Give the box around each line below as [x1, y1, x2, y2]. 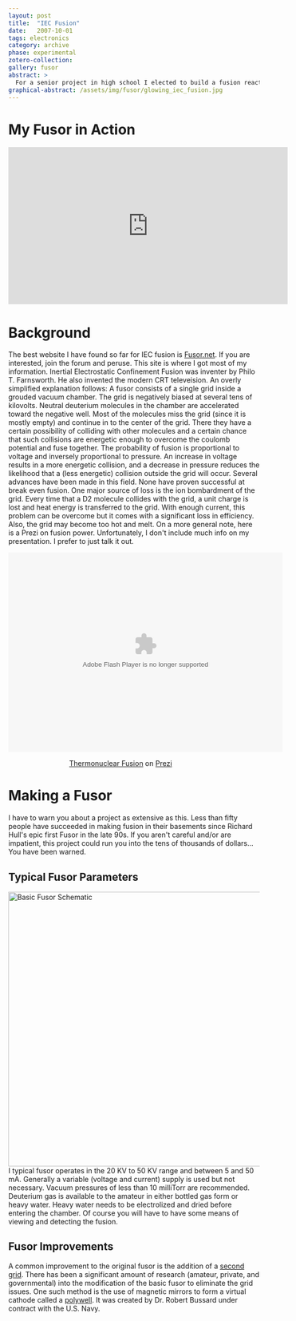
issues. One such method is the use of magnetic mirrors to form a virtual [8, 1287, 247, 1296]
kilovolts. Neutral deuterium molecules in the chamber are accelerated [8, 401, 239, 411]
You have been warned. [8, 847, 86, 857]
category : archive [8, 42, 69, 50]
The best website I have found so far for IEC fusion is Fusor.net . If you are [8, 350, 251, 359]
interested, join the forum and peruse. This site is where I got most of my [8, 359, 247, 368]
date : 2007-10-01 [8, 26, 73, 34]
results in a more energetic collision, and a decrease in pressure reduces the [8, 460, 260, 470]
